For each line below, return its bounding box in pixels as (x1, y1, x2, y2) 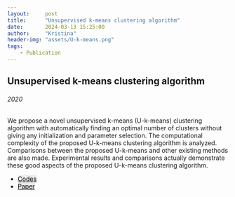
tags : (7, 43, 23, 50)
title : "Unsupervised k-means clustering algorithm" (7, 17, 180, 24)
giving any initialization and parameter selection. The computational (7, 131, 203, 140)
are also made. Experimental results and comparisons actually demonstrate (7, 154, 225, 162)
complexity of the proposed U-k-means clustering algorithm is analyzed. (7, 139, 217, 147)
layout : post (7, 10, 58, 18)
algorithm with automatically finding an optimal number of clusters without (7, 124, 222, 133)
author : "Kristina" (7, 29, 77, 37)
